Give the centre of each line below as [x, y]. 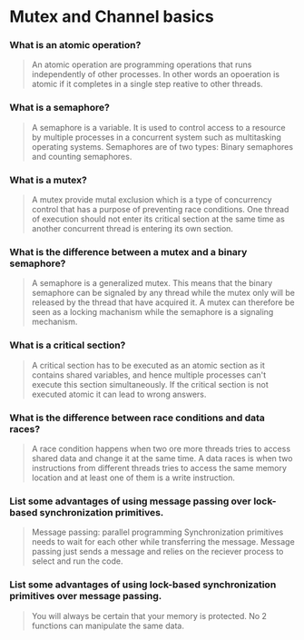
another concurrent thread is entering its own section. [132, 229]
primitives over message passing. [86, 596]
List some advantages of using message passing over [131, 501]
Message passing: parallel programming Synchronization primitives [157, 532]
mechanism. [54, 322]
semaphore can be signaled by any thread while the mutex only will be [163, 293]
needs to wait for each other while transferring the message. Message [163, 542]
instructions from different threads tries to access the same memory [159, 468]
